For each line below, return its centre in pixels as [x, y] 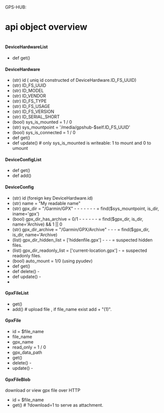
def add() [22, 176]
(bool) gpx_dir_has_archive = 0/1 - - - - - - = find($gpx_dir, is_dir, [78, 219]
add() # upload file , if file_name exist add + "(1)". [62, 309]
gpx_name [23, 342]
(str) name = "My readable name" [46, 203]
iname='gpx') [26, 213]
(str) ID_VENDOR [29, 96]
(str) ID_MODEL [28, 91]
